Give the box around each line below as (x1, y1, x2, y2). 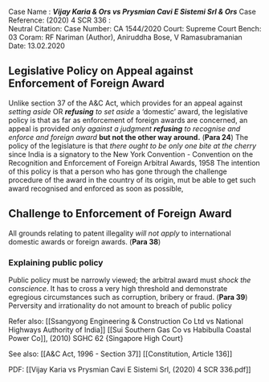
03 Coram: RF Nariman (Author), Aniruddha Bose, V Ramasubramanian (8, 32, 243, 42)
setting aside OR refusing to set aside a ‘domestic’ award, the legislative (8, 106, 248, 116)
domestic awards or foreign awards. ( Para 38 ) (8, 236, 161, 246)
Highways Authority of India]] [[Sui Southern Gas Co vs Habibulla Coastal (8, 325, 251, 335)
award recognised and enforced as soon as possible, (8, 183, 184, 193)
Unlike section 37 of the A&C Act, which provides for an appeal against (8, 98, 243, 108)
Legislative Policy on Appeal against (8, 64, 194, 78)
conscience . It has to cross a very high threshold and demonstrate (8, 283, 228, 293)
